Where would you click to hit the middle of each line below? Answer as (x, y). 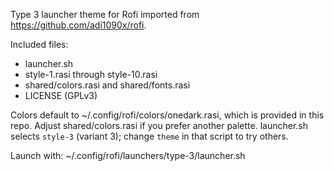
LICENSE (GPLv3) (61, 95)
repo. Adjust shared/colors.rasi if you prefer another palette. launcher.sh (159, 125)
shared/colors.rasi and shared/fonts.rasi (107, 85)
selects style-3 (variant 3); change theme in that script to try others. (149, 136)
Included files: (39, 44)
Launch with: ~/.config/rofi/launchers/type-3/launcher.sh (128, 155)
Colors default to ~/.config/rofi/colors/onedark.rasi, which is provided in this (167, 115)
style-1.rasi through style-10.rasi (91, 74)
